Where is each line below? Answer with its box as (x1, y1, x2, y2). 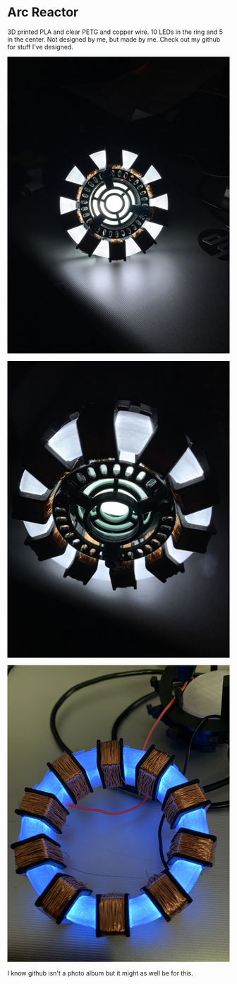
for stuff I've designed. (7, 42, 74, 51)
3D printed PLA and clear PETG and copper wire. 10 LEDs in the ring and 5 (7, 28, 224, 36)
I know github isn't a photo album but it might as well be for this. (7, 968, 194, 977)
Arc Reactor (7, 4, 79, 20)
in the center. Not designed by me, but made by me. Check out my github (7, 35, 221, 43)
